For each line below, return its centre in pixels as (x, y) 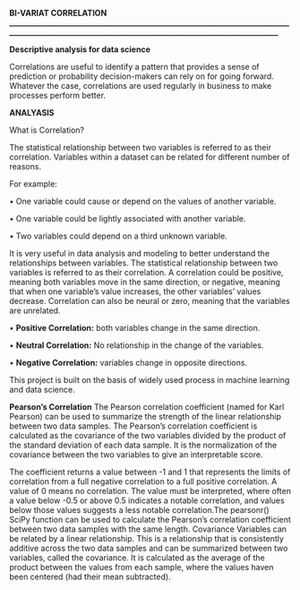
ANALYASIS (32, 113)
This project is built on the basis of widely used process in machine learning (150, 380)
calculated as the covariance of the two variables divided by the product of (148, 435)
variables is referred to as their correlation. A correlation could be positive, (146, 272)
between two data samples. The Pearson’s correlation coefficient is (133, 426)
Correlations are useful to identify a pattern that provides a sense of (134, 67)
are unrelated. (35, 310)
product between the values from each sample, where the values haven (141, 567)
